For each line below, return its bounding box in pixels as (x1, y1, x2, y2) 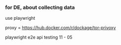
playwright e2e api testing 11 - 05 (5, 34, 73, 41)
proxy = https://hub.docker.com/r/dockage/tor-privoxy (5, 25, 116, 31)
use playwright (5, 15, 36, 21)
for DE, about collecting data (5, 4, 75, 11)
